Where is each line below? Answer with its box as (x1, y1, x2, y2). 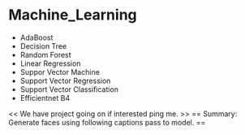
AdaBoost (19, 33, 54, 42)
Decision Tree (19, 41, 67, 50)
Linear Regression (19, 59, 81, 68)
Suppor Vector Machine (19, 67, 100, 76)
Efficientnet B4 (19, 93, 71, 102)
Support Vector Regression (19, 76, 111, 85)
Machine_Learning (8, 6, 138, 24)
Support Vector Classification (19, 84, 119, 94)
